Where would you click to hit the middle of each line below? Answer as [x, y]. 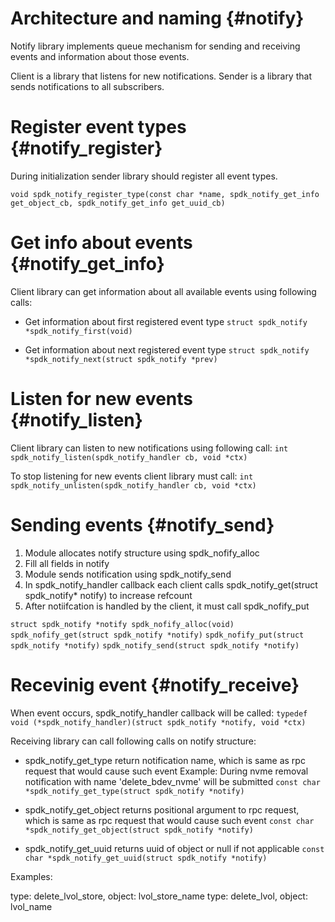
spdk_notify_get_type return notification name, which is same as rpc [165, 760]
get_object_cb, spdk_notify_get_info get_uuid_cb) [118, 203]
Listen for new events [102, 399]
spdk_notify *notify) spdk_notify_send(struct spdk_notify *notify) [155, 645]
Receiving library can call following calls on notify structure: [133, 741]
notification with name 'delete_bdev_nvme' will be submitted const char [172, 781]
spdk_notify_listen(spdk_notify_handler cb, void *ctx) [129, 457]
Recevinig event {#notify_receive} [155, 684]
